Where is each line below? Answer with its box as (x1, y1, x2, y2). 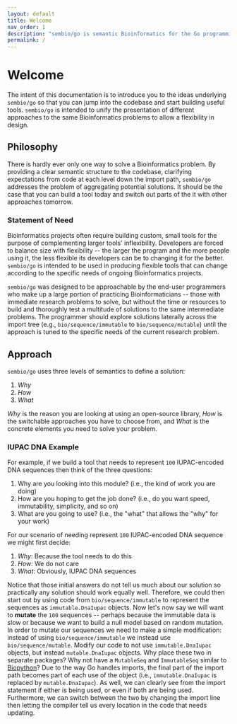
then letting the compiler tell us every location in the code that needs (7, 701, 207, 710)
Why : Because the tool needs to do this (17, 552, 132, 561)
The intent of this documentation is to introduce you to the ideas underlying (7, 91, 227, 99)
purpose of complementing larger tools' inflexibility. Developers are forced (7, 239, 224, 248)
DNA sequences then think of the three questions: (7, 466, 153, 474)
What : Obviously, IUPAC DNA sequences (17, 567, 137, 575)
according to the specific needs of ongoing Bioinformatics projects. (7, 269, 203, 277)
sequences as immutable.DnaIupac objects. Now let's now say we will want (7, 603, 224, 612)
